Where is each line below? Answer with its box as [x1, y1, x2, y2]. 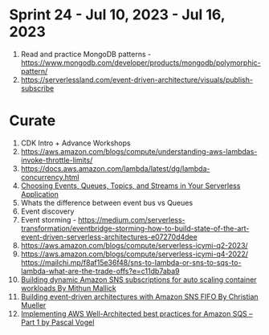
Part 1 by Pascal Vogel [20, 317, 95, 327]
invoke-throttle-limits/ [20, 155, 93, 165]
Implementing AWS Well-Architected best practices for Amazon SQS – [20, 308, 253, 318]
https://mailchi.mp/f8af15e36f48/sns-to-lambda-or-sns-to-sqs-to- [20, 257, 242, 267]
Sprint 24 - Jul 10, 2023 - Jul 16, [9, 6, 226, 24]
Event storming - [20, 214, 77, 224]
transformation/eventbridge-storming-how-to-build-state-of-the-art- [20, 223, 250, 233]
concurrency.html [20, 172, 79, 182]
